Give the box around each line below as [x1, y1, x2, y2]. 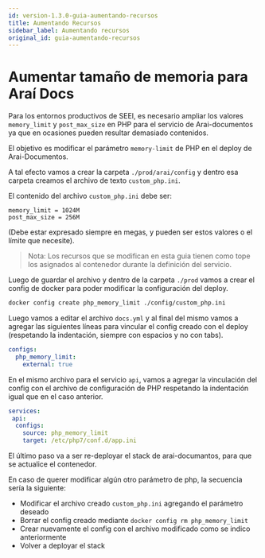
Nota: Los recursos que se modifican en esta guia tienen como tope [27, 251, 251, 261]
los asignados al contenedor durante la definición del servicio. [27, 260, 232, 269]
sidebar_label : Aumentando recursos [8, 26, 130, 34]
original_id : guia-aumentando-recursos [8, 33, 141, 42]
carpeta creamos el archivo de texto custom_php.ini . [8, 176, 181, 185]
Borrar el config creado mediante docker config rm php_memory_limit [19, 516, 248, 525]
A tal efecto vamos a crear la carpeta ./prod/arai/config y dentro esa [8, 168, 239, 177]
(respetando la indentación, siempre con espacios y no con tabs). [8, 331, 224, 340]
